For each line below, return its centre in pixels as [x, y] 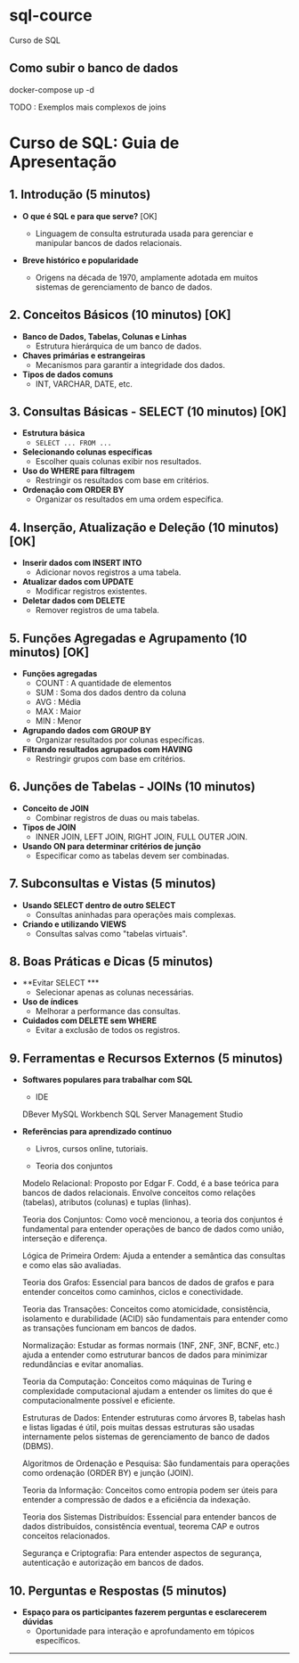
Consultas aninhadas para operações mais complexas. [136, 914]
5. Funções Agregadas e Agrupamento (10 [128, 638]
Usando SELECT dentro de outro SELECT [99, 905]
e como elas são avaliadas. [72, 1266]
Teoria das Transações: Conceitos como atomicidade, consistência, [146, 1309]
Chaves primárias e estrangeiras [84, 355]
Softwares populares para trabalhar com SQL [107, 1080]
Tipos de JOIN [49, 827]
